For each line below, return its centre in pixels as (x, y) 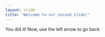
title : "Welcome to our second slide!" (48, 15)
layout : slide (20, 10)
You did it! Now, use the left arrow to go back (52, 29)
